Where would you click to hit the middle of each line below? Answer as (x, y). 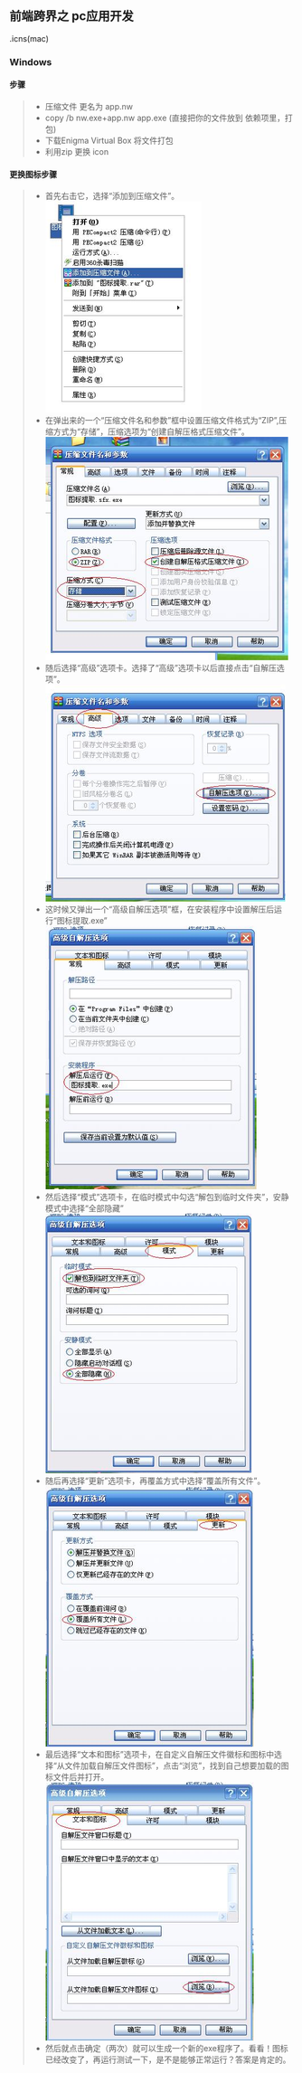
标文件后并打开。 (77, 1777)
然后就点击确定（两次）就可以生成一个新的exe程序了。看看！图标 (166, 2049)
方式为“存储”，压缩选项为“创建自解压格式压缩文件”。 (151, 431)
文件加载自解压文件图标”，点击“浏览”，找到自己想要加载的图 (177, 1765)
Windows (31, 62)
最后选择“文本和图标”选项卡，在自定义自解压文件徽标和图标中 (159, 1755)
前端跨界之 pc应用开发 (71, 16)
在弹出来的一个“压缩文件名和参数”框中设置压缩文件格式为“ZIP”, (162, 421)
